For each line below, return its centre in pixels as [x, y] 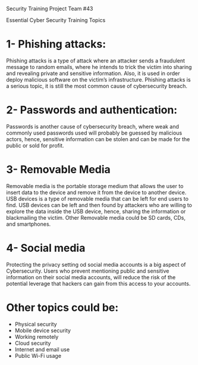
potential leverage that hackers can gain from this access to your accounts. [98, 283]
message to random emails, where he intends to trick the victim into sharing [99, 67]
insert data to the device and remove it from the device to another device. [96, 192]
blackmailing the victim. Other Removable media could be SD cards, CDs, [96, 217]
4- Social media [46, 248]
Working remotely [37, 336]
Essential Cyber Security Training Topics [56, 20]
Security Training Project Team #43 [50, 9]
